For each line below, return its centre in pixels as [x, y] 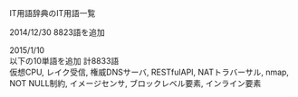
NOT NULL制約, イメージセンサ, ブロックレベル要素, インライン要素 [135, 83]
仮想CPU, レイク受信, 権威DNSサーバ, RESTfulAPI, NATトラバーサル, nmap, [149, 72]
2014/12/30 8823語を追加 [58, 32]
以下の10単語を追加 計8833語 [64, 61]
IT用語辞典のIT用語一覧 [53, 13]
